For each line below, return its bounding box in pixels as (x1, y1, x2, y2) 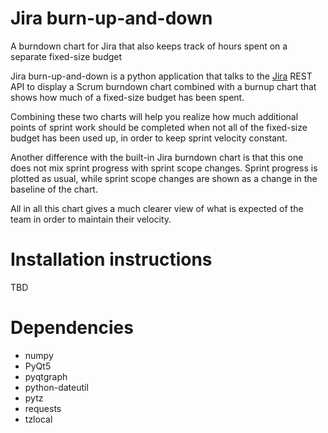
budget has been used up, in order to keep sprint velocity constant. (10, 132, 288, 144)
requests (24, 402, 62, 414)
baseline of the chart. (10, 183, 98, 195)
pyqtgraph (24, 370, 68, 382)
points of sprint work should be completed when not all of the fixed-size (10, 121, 308, 133)
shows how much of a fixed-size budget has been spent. (10, 91, 245, 103)
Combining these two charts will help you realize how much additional (10, 110, 299, 122)
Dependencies (10, 317, 134, 339)
